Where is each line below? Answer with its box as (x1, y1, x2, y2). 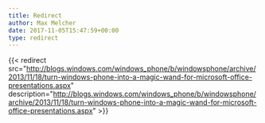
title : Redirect (8, 11, 62, 20)
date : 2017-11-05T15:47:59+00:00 (8, 26, 119, 34)
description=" (8, 89, 53, 99)
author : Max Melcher (8, 19, 77, 27)
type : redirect (8, 33, 59, 42)
